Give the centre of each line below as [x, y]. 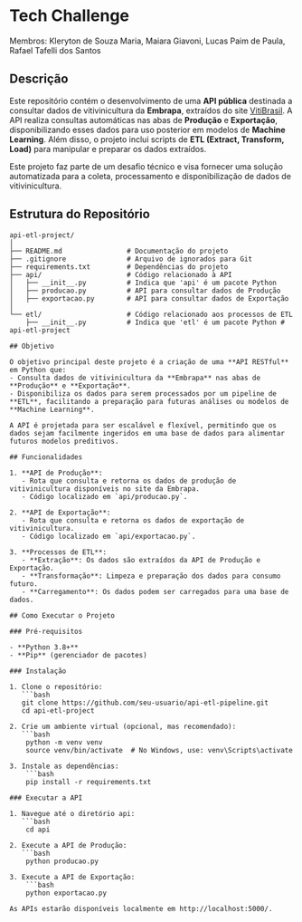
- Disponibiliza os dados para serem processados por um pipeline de [143, 394]
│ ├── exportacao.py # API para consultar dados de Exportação [149, 298]
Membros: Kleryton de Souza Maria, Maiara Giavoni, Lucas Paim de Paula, [147, 41]
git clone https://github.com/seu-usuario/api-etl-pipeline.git [145, 703]
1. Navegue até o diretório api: [72, 813]
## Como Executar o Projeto [62, 615]
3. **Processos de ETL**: [58, 552]
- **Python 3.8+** [44, 647]
